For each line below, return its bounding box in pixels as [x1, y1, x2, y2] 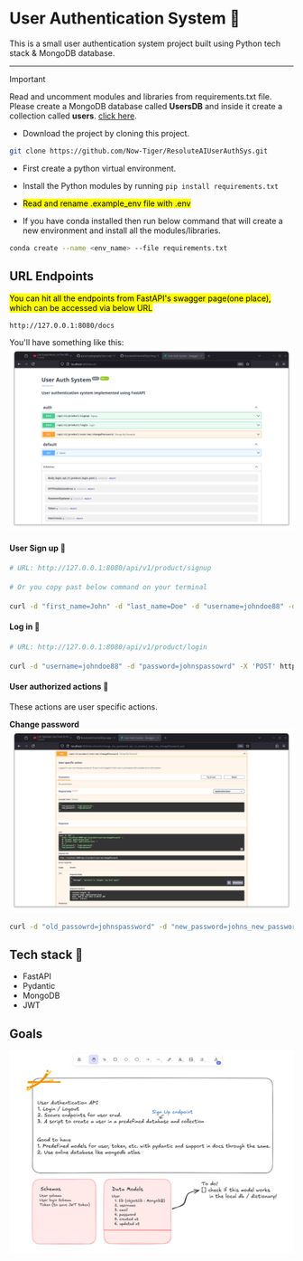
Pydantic [22, 981, 56, 992]
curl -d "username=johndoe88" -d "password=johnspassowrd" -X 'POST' [9, 662, 277, 671]
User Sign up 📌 [9, 542, 66, 553]
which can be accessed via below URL [9, 302, 153, 313]
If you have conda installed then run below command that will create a [22, 215, 284, 226]
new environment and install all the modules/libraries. [22, 225, 221, 236]
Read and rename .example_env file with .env [22, 198, 191, 209]
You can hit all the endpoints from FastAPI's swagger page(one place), [9, 293, 272, 304]
